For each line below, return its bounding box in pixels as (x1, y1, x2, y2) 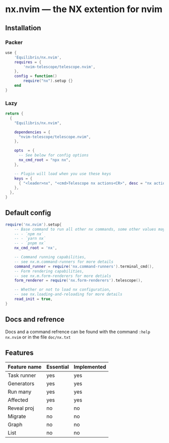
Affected (8, 397, 29, 404)
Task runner (8, 372, 36, 379)
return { (5, 111, 24, 117)
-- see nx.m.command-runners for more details (14, 259, 114, 264)
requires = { (14, 60, 42, 65)
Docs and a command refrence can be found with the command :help (5, 328, 150, 335)
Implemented (73, 363, 107, 370)
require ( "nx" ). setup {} (23, 78, 73, 84)
